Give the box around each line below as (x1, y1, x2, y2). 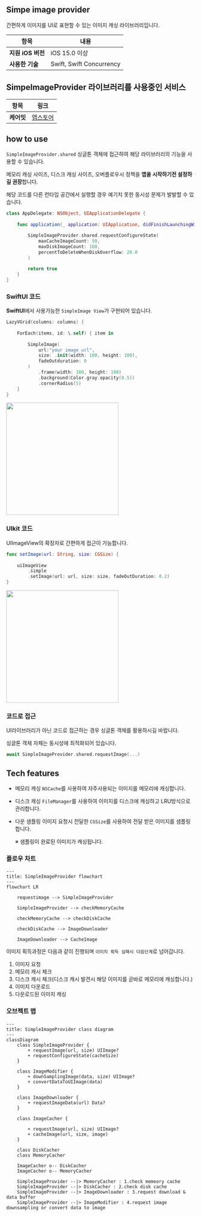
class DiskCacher (17, 1147, 60, 1153)
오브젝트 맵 (6, 1007, 36, 1016)
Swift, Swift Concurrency (50, 59, 121, 68)
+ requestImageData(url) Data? (28, 1099, 106, 1105)
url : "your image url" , (38, 347, 95, 353)
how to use (6, 134, 48, 144)
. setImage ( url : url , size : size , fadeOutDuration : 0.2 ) (28, 574, 170, 580)
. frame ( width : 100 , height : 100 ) (38, 369, 121, 375)
